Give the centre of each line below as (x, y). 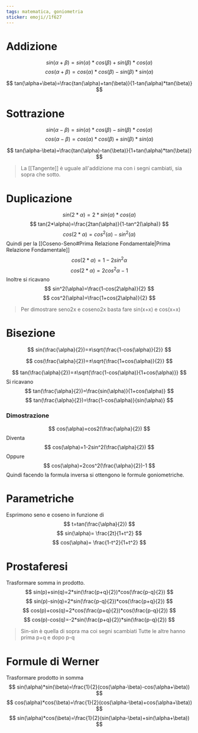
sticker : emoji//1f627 (34, 17)
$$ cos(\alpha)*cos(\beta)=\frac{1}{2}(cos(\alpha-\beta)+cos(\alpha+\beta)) (99, 703)
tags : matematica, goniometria (45, 12)
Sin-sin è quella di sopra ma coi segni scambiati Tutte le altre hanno (103, 631)
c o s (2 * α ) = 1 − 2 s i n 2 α (99, 260)
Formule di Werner (53, 661)
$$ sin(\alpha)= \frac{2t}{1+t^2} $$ (99, 533)
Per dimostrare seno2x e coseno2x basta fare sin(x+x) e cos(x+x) (100, 309)
